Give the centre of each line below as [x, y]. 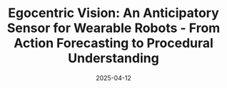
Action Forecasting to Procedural [113, 43]
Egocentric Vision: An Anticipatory [113, 13]
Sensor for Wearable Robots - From [113, 28]
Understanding [113, 59]
